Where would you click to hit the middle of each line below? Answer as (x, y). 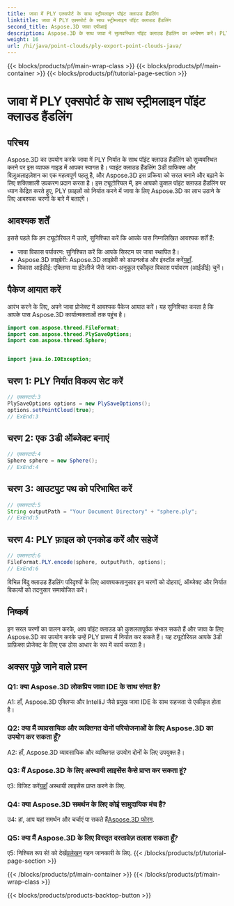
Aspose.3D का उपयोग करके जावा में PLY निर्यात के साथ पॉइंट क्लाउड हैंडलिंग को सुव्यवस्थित (112, 160)
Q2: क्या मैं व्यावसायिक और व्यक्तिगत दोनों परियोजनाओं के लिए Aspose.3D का (110, 728)
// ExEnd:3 (23, 416)
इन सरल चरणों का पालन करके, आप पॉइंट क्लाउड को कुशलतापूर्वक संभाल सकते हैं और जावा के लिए (116, 629)
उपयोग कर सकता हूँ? (34, 737)
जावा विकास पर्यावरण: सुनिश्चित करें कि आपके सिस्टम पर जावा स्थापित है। (98, 252)
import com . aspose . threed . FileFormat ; (63, 328)
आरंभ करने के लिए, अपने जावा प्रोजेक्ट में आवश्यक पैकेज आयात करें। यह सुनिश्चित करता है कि (110, 307)
